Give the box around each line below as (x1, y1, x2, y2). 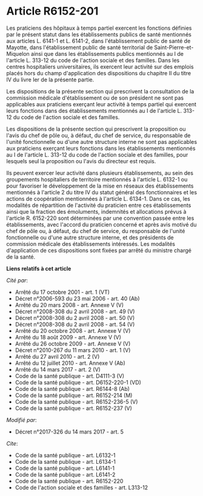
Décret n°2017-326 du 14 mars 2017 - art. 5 (15, 428, 124, 435)
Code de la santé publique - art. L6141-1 (15, 464, 115, 472)
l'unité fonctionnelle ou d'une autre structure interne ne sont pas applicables (6, 138, 198, 145)
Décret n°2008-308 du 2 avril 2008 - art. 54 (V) (15, 321, 135, 328)
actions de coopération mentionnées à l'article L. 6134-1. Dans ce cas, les (6, 195, 191, 202)
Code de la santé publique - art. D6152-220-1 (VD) (15, 378, 141, 386)
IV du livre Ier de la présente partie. (6, 76, 95, 83)
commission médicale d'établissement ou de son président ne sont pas (6, 94, 184, 101)
